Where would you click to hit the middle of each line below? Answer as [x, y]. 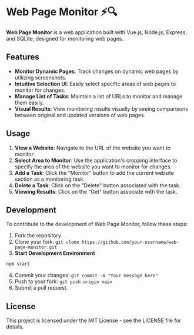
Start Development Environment [55, 253]
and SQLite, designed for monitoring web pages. [65, 38]
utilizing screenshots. [40, 77]
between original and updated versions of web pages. [80, 115]
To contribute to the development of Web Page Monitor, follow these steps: [97, 224]
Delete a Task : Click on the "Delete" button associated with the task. [98, 185]
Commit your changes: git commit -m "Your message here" [86, 276]
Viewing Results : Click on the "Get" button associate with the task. [96, 191]
